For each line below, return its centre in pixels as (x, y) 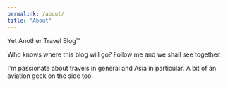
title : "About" (30, 21)
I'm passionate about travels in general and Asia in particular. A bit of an (112, 68)
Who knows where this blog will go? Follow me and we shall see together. (114, 54)
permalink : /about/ (36, 14)
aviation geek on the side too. (50, 76)
